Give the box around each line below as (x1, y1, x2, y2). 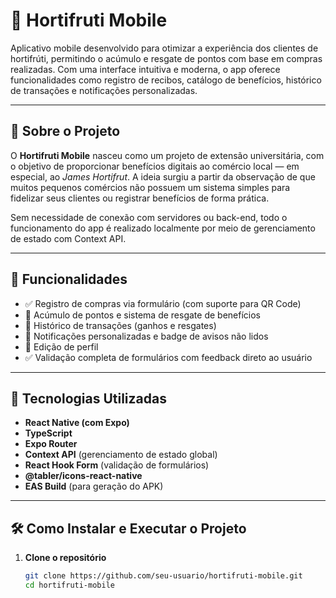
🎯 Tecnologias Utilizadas (10, 390, 167, 407)
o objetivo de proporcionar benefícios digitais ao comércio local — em (10, 160, 300, 172)
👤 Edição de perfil (24, 340, 99, 353)
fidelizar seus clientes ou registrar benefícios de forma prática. (10, 192, 270, 204)
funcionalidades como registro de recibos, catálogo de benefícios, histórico (10, 74, 322, 86)
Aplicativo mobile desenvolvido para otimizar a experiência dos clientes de (10, 42, 319, 54)
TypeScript (24, 427, 73, 439)
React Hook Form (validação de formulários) (24, 459, 210, 471)
